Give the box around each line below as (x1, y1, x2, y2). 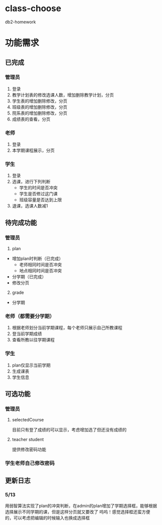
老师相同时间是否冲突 (19, 262, 62, 268)
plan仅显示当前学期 (12, 362, 51, 368)
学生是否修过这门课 (19, 191, 58, 197)
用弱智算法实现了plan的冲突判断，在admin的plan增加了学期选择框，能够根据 (5, 503, 157, 509)
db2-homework (5, 19, 36, 25)
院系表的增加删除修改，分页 (12, 110, 68, 116)
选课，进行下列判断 (12, 179, 51, 185)
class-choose (5, 3, 61, 14)
